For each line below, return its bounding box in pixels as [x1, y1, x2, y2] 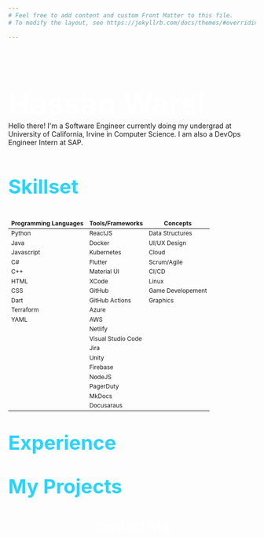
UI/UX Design [148, 239, 187, 247]
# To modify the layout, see [8, 19, 104, 27]
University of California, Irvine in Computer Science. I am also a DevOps [8, 129, 241, 138]
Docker [89, 239, 110, 247]
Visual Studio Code [89, 334, 143, 342]
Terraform [11, 305, 39, 314]
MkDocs [89, 392, 112, 400]
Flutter [89, 258, 108, 266]
